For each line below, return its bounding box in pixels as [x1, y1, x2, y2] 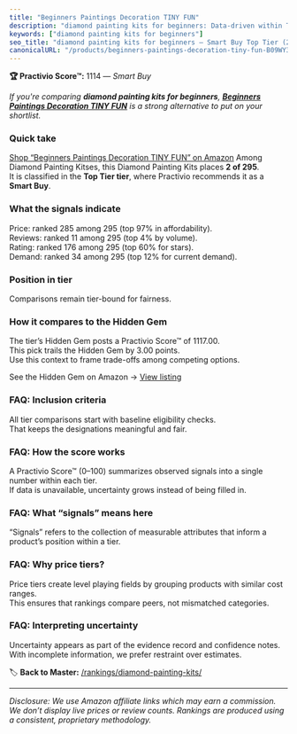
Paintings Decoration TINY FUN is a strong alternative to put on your [9, 101, 263, 112]
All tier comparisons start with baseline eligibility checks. [9, 414, 217, 425]
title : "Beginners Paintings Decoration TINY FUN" [9, 12, 200, 22]
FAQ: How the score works [9, 445, 126, 457]
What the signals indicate [9, 203, 121, 215]
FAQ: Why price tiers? [9, 558, 105, 571]
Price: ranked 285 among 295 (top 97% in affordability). [9, 223, 213, 233]
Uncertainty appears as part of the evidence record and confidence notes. [9, 639, 281, 650]
